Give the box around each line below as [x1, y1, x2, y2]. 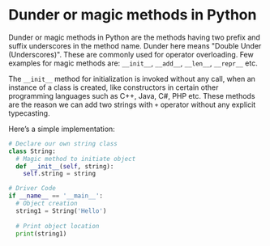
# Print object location [15, 222, 100, 230]
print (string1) [15, 229, 67, 238]
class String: [8, 147, 57, 155]
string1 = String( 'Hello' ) [15, 206, 107, 215]
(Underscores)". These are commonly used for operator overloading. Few [8, 49, 254, 59]
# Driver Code [8, 184, 57, 193]
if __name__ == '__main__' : [8, 192, 104, 200]
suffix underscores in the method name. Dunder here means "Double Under [8, 40, 262, 50]
